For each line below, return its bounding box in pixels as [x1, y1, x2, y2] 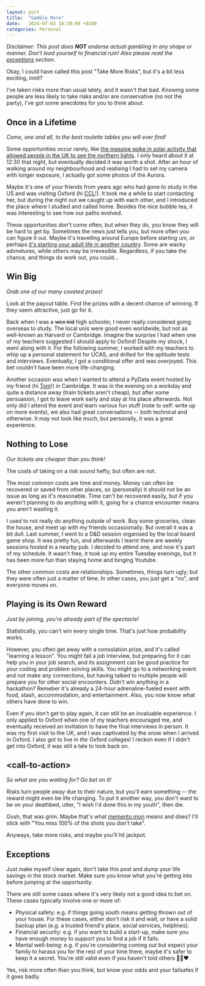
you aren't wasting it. [6, 505, 59, 512]
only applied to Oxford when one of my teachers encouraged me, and [6, 716, 182, 723]
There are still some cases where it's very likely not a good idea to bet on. [6, 890, 193, 898]
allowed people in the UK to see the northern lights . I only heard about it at [6, 152, 194, 160]
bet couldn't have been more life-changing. [6, 363, 116, 371]
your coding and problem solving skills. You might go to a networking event [6, 665, 196, 672]
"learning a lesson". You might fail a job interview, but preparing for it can [6, 652, 191, 660]
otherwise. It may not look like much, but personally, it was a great [6, 415, 173, 422]
